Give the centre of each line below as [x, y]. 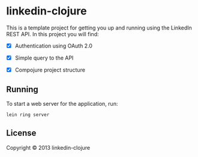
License [21, 133]
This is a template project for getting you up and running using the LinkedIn [99, 28]
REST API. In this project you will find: [52, 34]
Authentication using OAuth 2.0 [54, 46]
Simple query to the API [44, 58]
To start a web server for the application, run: [62, 103]
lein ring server [28, 115]
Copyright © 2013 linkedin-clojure [48, 147]
